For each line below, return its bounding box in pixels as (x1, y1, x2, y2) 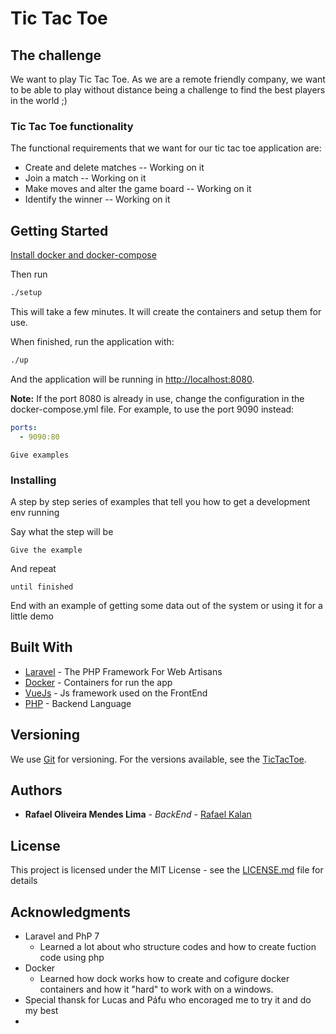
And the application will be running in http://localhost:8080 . (10, 373, 255, 385)
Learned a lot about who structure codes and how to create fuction (39, 940, 317, 952)
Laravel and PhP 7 (24, 930, 100, 942)
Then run (10, 268, 48, 281)
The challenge (10, 47, 102, 64)
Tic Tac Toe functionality (10, 119, 134, 133)
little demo (10, 610, 54, 622)
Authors (10, 782, 63, 799)
